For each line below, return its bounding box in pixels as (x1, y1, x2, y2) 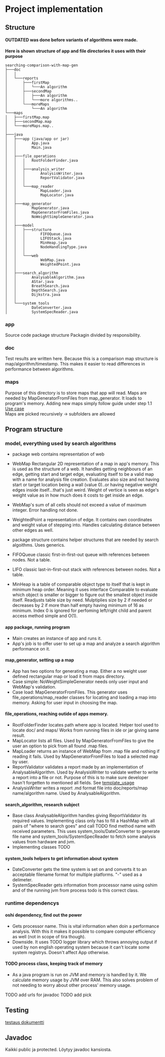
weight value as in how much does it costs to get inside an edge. (12, 492, 144, 498)
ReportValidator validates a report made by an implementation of (12, 764, 144, 770)
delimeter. (12, 877, 33, 883)
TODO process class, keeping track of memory (5, 961, 103, 966)
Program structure (5, 425, 63, 434)
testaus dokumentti (5, 1019, 44, 1025)
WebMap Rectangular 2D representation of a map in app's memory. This (12, 461, 159, 467)
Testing (5, 1006, 29, 1014)
